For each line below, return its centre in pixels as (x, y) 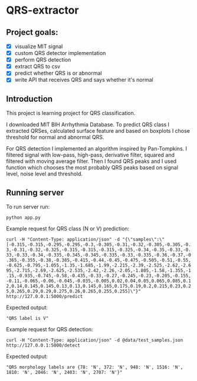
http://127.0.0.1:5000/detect (43, 345)
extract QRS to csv (37, 66)
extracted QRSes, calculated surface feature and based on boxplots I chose (98, 131)
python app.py (24, 217)
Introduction (29, 99)
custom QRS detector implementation (60, 53)
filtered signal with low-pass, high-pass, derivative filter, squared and (91, 155)
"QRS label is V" (27, 318)
